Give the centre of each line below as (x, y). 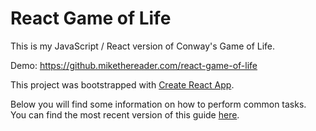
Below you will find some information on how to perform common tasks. (158, 104)
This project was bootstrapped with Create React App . (122, 84)
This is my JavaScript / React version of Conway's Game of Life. (143, 46)
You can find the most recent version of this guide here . (125, 114)
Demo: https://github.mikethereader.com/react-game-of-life (134, 65)
